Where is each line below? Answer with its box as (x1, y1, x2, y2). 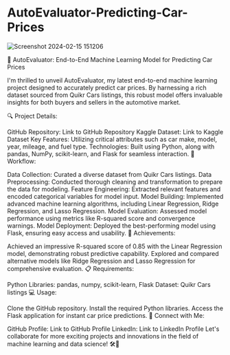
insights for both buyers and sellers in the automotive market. (7, 98, 181, 106)
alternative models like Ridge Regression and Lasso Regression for (7, 257, 196, 265)
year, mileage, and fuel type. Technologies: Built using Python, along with (7, 142, 215, 151)
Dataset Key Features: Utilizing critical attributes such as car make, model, (7, 135, 218, 143)
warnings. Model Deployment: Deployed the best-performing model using (7, 222, 216, 230)
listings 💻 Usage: (7, 288, 57, 297)
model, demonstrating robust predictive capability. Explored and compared (7, 249, 220, 257)
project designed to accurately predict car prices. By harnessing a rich (7, 83, 207, 92)
